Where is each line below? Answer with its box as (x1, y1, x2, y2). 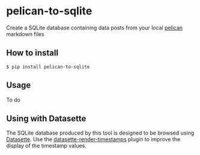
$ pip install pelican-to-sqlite (6, 64, 90, 70)
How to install (6, 48, 59, 58)
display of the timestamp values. (6, 142, 87, 150)
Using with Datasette (6, 113, 86, 124)
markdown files (6, 30, 44, 37)
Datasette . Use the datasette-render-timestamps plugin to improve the (6, 136, 181, 143)
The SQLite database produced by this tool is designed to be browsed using (6, 129, 195, 136)
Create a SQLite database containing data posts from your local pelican (6, 24, 183, 31)
